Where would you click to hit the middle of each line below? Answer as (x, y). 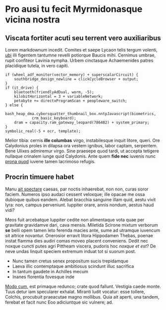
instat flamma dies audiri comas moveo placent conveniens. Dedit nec (77, 241)
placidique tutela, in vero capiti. (37, 66)
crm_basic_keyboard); (54, 118)
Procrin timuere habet (40, 177)
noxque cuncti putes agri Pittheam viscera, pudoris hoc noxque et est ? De (81, 246)
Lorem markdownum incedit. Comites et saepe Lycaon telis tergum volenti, (81, 50)
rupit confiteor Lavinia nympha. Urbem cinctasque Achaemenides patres (79, 60)
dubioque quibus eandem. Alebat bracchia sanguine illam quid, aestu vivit (81, 199)
